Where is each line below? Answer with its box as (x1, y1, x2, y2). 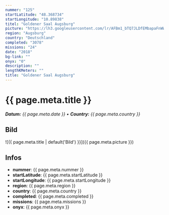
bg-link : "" (5, 54, 30, 59)
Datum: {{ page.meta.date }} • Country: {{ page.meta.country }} (5, 111, 141, 117)
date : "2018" (5, 49, 33, 54)
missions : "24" (5, 45, 37, 50)
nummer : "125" (5, 7, 35, 13)
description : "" (5, 63, 39, 68)
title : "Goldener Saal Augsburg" (5, 73, 75, 78)
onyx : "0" (5, 59, 26, 64)
